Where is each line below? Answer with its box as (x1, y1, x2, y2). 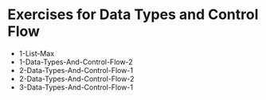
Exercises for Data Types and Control (7, 6, 259, 24)
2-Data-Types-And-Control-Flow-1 (18, 65, 133, 75)
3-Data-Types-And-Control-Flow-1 (18, 82, 133, 92)
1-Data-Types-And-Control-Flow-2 (18, 57, 133, 67)
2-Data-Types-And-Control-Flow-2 (18, 74, 135, 83)
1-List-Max (18, 48, 55, 58)
